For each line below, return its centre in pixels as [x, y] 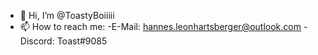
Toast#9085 [82, 41]
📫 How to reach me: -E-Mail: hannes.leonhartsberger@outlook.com [160, 26]
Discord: [37, 41]
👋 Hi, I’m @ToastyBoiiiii [67, 15]
